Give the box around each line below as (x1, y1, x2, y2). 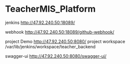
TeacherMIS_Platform (5, 3, 96, 15)
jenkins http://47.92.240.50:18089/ (5, 20, 75, 25)
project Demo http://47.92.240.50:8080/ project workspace (5, 38, 126, 44)
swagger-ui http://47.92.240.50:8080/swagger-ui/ (5, 53, 107, 59)
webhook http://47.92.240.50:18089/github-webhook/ (5, 29, 114, 35)
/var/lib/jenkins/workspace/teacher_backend (5, 43, 96, 49)
